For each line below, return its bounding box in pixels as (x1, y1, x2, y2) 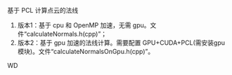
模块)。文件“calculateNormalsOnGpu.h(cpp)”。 (17, 48, 155, 55)
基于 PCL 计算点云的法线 (7, 6, 79, 14)
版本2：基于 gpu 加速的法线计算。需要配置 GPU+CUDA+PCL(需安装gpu (17, 39, 225, 47)
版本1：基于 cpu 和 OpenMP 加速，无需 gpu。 (17, 21, 150, 29)
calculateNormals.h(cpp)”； (26, 30, 108, 38)
